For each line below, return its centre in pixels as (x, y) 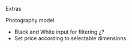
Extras (13, 9)
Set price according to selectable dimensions (70, 38)
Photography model (30, 20)
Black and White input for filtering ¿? (59, 32)
